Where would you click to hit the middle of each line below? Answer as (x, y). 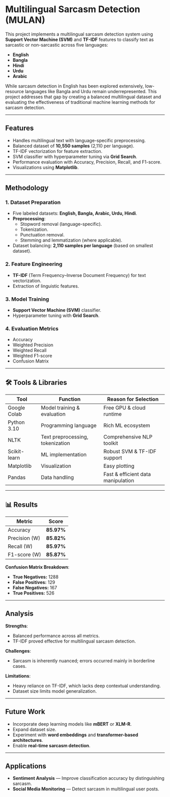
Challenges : (18, 651)
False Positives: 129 (34, 582)
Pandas (17, 477)
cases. (19, 666)
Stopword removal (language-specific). (61, 224)
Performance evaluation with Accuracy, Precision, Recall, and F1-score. (87, 162)
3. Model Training (27, 299)
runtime (113, 414)
